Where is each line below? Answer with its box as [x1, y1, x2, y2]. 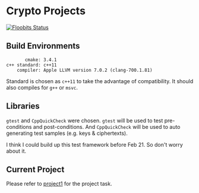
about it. [6, 147, 27, 154]
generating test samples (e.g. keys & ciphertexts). [6, 129, 128, 137]
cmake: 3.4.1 [24, 56, 58, 63]
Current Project [6, 164, 65, 175]
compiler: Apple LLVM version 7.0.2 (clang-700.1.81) [17, 67, 153, 73]
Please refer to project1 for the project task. [6, 180, 112, 188]
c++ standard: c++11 [6, 62, 58, 68]
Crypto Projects [6, 4, 86, 18]
